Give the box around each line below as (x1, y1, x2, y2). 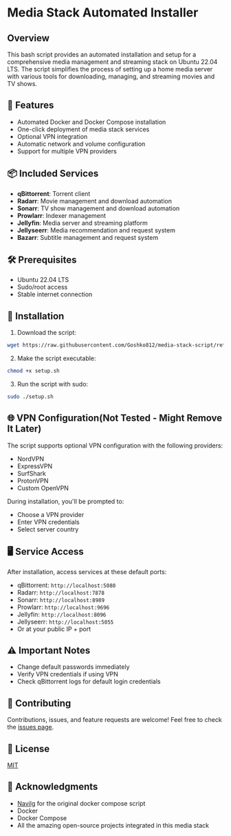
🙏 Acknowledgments (7, 781, 98, 793)
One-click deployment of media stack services (16, 125, 150, 133)
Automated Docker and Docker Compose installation (16, 118, 166, 126)
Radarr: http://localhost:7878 (16, 588, 105, 596)
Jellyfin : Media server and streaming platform (16, 219, 148, 227)
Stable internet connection (16, 290, 93, 298)
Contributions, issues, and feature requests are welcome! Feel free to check (7, 716, 222, 724)
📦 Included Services (7, 168, 99, 179)
